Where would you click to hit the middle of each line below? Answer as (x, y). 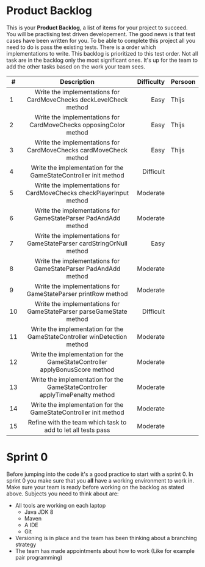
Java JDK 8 (39, 512)
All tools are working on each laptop (60, 505)
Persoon (183, 81)
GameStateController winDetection (77, 336)
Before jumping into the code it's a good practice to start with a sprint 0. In (100, 474)
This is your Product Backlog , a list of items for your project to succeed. (97, 28)
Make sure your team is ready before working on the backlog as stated (95, 487)
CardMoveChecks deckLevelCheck (77, 100)
